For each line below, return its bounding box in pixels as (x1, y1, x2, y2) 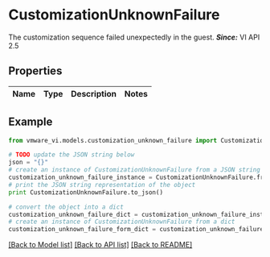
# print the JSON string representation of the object (8, 180, 196, 189)
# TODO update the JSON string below (8, 151, 135, 159)
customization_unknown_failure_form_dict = (8, 226, 157, 234)
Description (71, 88, 117, 99)
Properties (8, 64, 63, 78)
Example (8, 115, 53, 129)
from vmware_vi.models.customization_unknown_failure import (8, 136, 218, 144)
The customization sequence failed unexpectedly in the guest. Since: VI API (8, 32, 260, 42)
